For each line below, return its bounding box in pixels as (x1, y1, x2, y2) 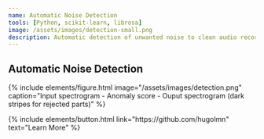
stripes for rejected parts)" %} (8, 99, 106, 109)
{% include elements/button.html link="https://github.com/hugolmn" (8, 115, 229, 124)
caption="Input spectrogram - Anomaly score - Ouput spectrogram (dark (8, 91, 245, 101)
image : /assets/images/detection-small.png (8, 26, 153, 34)
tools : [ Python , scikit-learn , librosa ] (8, 19, 143, 27)
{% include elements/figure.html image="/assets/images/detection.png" (8, 83, 242, 92)
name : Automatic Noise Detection (8, 11, 118, 20)
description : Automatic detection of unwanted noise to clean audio (8, 33, 237, 41)
